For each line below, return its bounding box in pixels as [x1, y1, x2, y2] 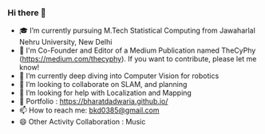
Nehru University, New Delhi [18, 37, 113, 47]
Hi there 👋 [7, 7, 47, 18]
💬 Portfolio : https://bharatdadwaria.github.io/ [18, 97, 168, 106]
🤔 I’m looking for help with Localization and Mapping [18, 88, 192, 98]
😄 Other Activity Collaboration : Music [18, 117, 146, 127]
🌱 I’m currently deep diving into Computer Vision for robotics [18, 71, 220, 81]
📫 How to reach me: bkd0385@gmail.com [18, 105, 160, 115]
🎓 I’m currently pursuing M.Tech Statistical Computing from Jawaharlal [18, 26, 256, 35]
